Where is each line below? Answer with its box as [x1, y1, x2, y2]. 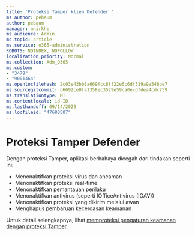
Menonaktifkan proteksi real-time [14, 180, 98, 187]
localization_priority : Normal [6, 53, 85, 59]
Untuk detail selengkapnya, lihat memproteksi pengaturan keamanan [6, 217, 176, 224]
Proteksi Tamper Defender [6, 135, 140, 149]
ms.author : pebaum [6, 14, 52, 20]
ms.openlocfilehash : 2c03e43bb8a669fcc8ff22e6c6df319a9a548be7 [6, 82, 168, 88]
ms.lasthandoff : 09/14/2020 [6, 103, 77, 110]
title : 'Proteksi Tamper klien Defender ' [6, 8, 114, 15]
